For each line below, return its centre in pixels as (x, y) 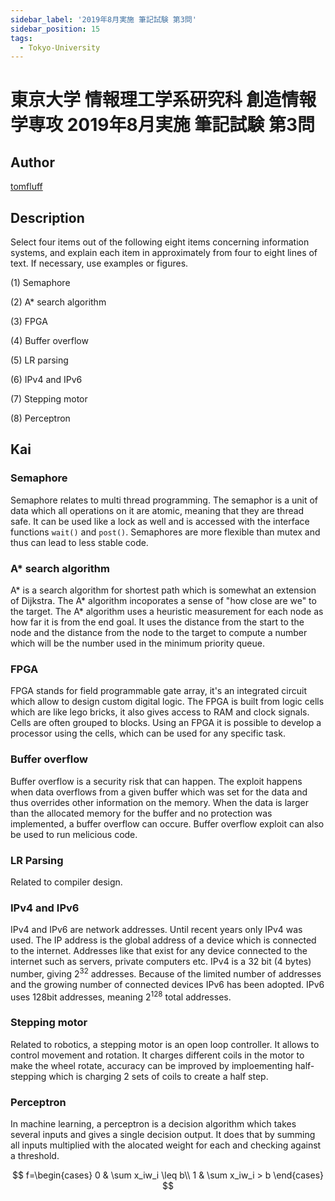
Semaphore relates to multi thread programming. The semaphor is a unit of (164, 500)
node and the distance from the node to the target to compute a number (159, 633)
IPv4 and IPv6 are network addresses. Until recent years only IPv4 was (156, 930)
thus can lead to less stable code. (79, 542)
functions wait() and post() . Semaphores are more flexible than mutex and (165, 532)
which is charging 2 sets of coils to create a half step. (158, 1076)
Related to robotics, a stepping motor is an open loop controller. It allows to (165, 1044)
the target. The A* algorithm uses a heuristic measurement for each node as (167, 612)
